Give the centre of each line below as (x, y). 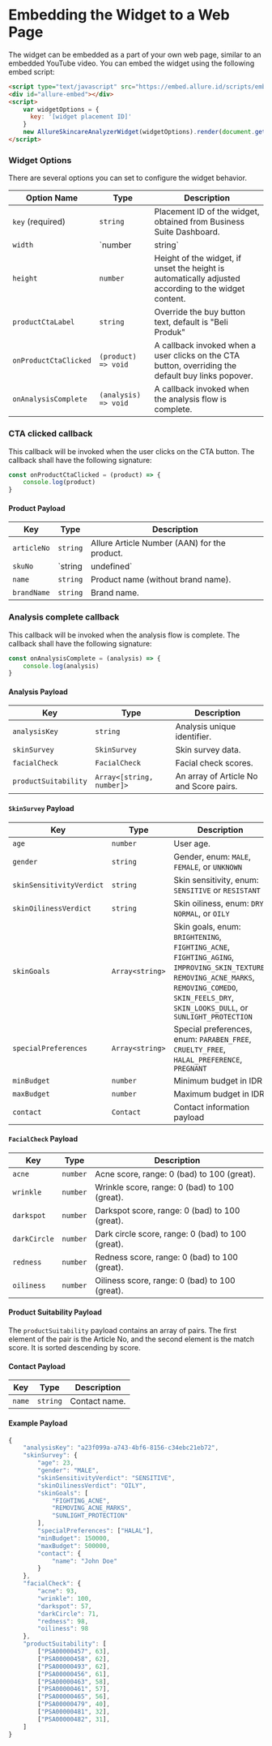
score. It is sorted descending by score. (74, 1348)
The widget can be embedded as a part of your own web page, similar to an (135, 54)
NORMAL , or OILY (202, 913)
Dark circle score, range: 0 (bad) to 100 (170, 1233)
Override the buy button (200, 312)
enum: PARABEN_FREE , (212, 1039)
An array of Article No (217, 776)
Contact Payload (37, 1366)
